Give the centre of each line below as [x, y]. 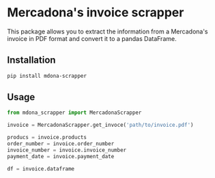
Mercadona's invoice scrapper [96, 13]
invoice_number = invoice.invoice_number [67, 150]
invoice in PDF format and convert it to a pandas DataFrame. [92, 38]
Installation [31, 60]
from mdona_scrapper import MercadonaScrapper [74, 113]
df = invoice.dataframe [41, 168]
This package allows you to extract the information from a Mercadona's [107, 31]
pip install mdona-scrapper [47, 76]
